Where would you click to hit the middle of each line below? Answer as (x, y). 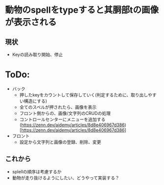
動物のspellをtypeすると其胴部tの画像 (82, 10)
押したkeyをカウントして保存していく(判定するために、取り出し (84, 95)
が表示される (31, 22)
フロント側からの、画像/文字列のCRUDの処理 (65, 113)
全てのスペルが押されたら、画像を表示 (58, 107)
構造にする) (35, 101)
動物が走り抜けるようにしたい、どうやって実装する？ (66, 178)
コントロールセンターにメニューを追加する (62, 119)
